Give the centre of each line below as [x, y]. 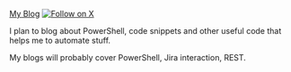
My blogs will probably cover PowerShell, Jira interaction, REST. [128, 57]
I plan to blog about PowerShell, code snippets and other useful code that [145, 31]
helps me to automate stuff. [60, 40]
